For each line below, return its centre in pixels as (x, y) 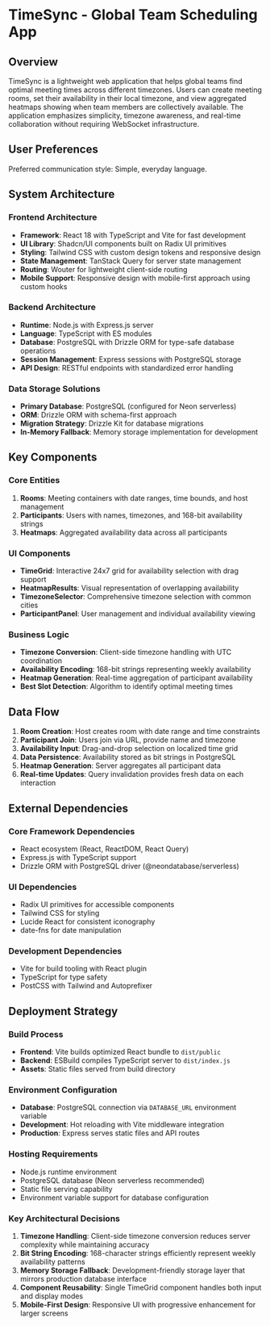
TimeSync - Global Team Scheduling (133, 15)
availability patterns (53, 1262)
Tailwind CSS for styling (60, 913)
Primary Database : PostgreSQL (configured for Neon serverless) (128, 406)
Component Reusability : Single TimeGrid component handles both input (141, 1288)
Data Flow (34, 712)
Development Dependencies (65, 951)
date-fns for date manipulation (71, 930)
